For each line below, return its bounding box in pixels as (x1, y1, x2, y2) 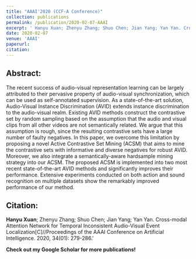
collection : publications (6, 14, 69, 20)
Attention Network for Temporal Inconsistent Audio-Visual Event (6, 222, 160, 229)
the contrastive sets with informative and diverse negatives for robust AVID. (6, 146, 188, 153)
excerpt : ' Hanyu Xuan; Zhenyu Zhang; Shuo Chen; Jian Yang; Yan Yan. (6, 25, 181, 31)
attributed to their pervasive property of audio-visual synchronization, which (6, 90, 190, 97)
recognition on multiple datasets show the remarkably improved (6, 177, 159, 185)
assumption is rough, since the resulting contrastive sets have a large (6, 127, 173, 135)
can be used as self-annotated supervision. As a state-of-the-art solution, (6, 96, 184, 103)
